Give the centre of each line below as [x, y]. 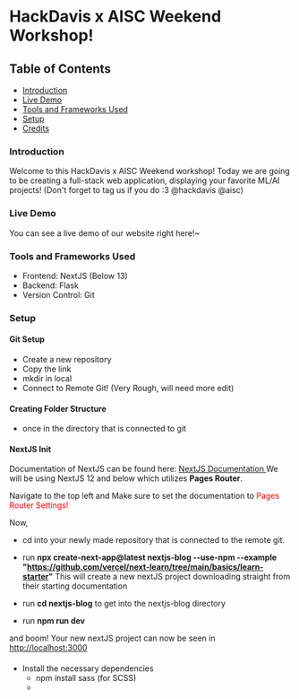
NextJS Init [30, 449]
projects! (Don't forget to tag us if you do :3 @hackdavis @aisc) [127, 190]
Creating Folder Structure [58, 408]
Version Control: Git [59, 294]
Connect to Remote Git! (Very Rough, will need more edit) [128, 389]
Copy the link [47, 369]
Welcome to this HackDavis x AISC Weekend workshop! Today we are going [150, 171]
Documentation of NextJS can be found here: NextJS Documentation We [144, 469]
